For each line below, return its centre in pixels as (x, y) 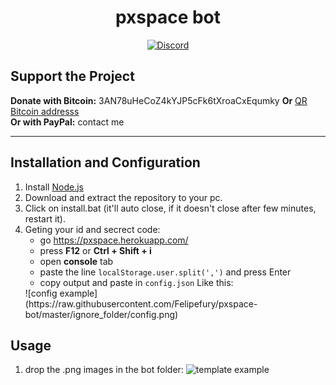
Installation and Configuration (105, 162)
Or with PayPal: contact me (67, 122)
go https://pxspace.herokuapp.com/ (114, 240)
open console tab (76, 261)
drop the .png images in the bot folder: (104, 370)
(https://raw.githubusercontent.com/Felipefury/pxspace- (141, 303)
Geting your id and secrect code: (92, 229)
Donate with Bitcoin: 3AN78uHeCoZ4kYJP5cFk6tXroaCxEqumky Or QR (159, 100)
